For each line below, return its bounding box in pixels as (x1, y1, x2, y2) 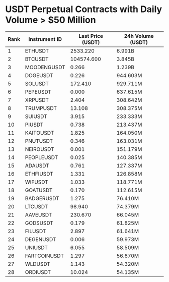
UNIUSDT (25, 244, 48, 251)
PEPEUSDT (25, 88, 52, 95)
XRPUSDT (25, 96, 49, 103)
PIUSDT (25, 121, 44, 128)
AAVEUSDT (25, 211, 52, 218)
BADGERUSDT (25, 195, 59, 202)
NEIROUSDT (25, 145, 54, 152)
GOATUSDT (25, 187, 53, 194)
